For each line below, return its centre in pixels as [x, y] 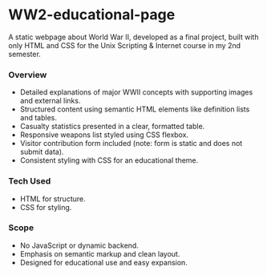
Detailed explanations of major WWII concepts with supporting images [136, 92]
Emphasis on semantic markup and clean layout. [100, 253]
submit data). [42, 152]
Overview [28, 75]
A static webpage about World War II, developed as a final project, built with [133, 37]
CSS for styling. [46, 207]
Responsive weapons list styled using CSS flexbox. [104, 135]
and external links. [50, 101]
